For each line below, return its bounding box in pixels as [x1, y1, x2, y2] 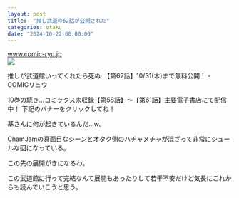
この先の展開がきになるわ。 [7, 159, 89, 167]
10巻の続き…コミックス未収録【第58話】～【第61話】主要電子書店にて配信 [7, 95, 227, 104]
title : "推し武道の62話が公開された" [7, 17, 110, 24]
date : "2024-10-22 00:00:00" [7, 30, 94, 38]
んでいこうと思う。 [26, 183, 82, 192]
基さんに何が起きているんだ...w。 [7, 120, 106, 128]
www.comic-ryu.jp [7, 50, 62, 58]
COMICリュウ [7, 80, 48, 89]
